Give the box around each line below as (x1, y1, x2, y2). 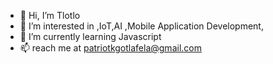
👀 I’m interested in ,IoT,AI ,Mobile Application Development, (19, 20, 264, 32)
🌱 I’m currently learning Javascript (19, 31, 162, 42)
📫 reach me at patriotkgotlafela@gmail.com (19, 42, 202, 54)
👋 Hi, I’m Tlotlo (19, 10, 81, 21)
